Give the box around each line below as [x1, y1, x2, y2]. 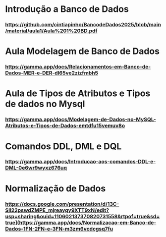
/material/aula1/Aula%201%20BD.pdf [5, 27, 98, 34]
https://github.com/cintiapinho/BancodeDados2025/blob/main [5, 21, 161, 28]
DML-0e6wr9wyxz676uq [5, 165, 67, 172]
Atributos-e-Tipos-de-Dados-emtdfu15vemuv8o [5, 122, 125, 129]
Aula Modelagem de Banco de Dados [5, 46, 160, 57]
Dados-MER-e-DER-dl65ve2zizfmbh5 [5, 69, 98, 76]
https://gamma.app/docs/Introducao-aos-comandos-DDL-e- [5, 158, 156, 165]
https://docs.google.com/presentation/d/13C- [5, 200, 119, 207]
